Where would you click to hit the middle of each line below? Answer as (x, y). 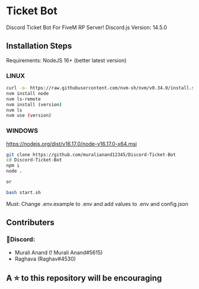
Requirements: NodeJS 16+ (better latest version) (66, 60)
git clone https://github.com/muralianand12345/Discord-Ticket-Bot (91, 155)
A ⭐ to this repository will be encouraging (84, 278)
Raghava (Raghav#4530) (45, 259)
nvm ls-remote (24, 99)
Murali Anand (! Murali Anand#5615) (59, 252)
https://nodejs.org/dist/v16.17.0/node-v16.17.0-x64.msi (72, 144)
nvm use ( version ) (29, 116)
